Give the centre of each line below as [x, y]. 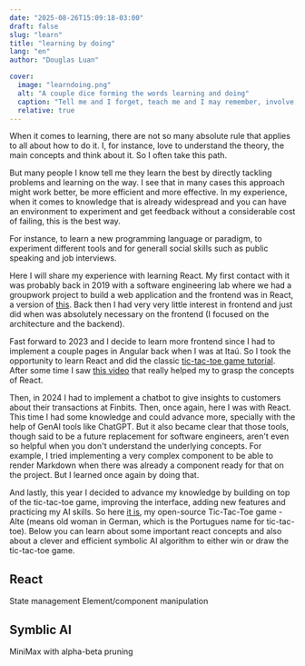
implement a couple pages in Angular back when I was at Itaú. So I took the [150, 352]
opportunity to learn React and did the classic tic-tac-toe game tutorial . [143, 361]
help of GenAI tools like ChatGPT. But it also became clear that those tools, [149, 427]
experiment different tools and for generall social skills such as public [139, 249]
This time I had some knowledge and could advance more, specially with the [152, 417]
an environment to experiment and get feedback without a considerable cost [152, 212]
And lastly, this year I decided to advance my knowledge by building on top [150, 492]
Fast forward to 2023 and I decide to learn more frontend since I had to [142, 342]
